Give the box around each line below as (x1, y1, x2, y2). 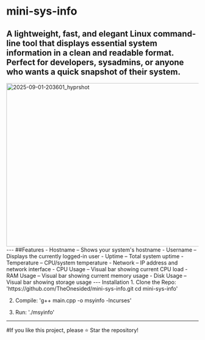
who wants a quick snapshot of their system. (6, 66, 181, 77)
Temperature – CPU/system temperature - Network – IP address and (6, 259, 178, 266)
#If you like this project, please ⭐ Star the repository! (6, 327, 139, 333)
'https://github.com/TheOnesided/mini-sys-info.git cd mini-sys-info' (6, 285, 178, 292)
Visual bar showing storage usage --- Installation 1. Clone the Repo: (6, 278, 176, 286)
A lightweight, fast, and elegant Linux (6, 29, 151, 39)
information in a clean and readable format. (6, 48, 174, 58)
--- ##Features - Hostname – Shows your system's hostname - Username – (6, 246, 196, 253)
